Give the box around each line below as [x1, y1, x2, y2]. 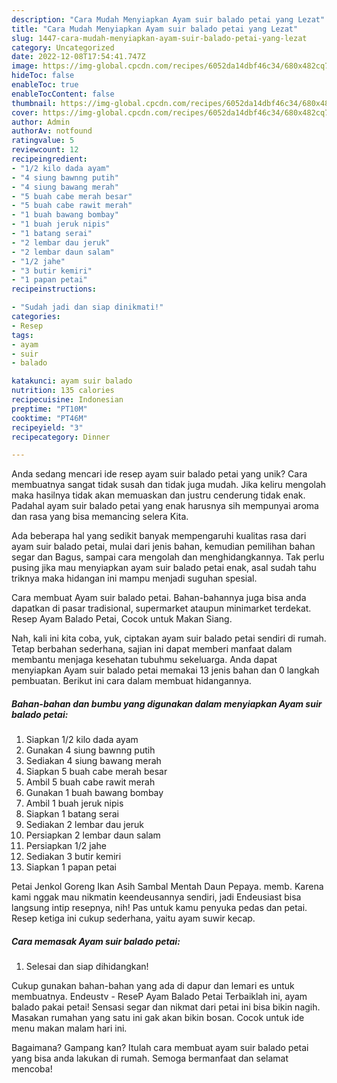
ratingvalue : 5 [11, 136, 75, 146]
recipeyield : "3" [11, 422, 84, 433]
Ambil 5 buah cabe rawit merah [25, 776, 156, 788]
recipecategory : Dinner [11, 432, 111, 442]
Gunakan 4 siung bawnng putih [25, 744, 156, 756]
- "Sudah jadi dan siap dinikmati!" [11, 302, 164, 313]
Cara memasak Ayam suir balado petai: [11, 935, 181, 947]
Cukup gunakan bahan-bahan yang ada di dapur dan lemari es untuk [11, 980, 295, 992]
